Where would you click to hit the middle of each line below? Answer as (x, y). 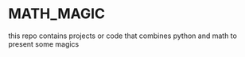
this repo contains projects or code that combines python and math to (122, 36)
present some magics (44, 44)
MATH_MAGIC (57, 14)
